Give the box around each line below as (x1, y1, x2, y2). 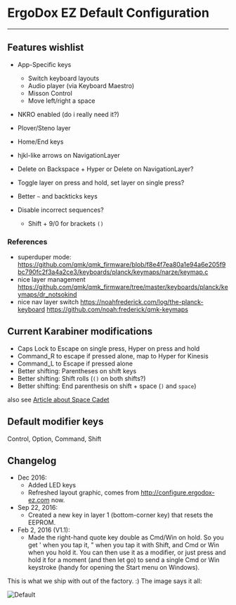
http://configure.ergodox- (140, 488, 216, 497)
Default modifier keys (7, 416, 104, 428)
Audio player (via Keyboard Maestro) (27, 81, 135, 89)
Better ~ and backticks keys (17, 192, 98, 200)
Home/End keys (17, 137, 64, 146)
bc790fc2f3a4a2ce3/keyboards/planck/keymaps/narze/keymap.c (17, 268, 209, 276)
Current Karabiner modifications (7, 325, 153, 337)
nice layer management (17, 275, 86, 284)
